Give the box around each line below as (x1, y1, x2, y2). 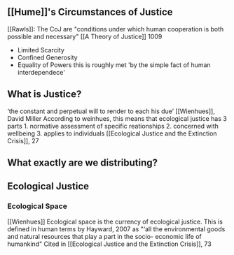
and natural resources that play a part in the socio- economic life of (7, 232, 202, 240)
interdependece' (17, 68, 65, 76)
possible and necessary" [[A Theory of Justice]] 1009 (7, 32, 163, 41)
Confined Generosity (17, 53, 78, 61)
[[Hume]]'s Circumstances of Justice (7, 6, 173, 18)
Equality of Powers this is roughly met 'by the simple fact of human (17, 60, 212, 69)
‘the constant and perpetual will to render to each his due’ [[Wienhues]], (7, 107, 215, 115)
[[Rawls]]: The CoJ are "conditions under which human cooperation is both (7, 24, 224, 33)
